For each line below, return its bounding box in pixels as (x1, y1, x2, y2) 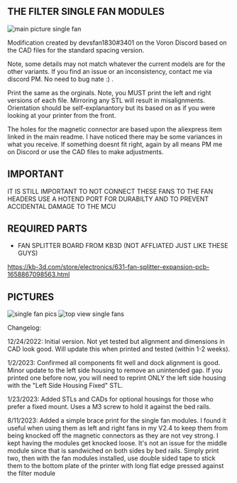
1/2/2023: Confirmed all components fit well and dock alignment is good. (7, 359, 221, 367)
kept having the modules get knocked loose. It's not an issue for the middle (7, 439, 227, 447)
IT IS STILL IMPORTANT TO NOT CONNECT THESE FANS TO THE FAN (7, 187, 214, 195)
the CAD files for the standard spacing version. (7, 45, 145, 54)
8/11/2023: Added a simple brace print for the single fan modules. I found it (7, 416, 226, 425)
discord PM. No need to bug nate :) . (7, 75, 114, 83)
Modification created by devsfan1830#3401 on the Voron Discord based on (7, 38, 227, 47)
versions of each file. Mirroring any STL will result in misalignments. (7, 96, 206, 104)
